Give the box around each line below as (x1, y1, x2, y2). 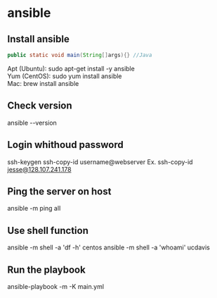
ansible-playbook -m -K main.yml (7, 282, 104, 290)
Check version (7, 100, 72, 112)
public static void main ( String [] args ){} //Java (7, 51, 152, 58)
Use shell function (7, 224, 89, 237)
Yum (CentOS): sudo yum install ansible (7, 72, 122, 80)
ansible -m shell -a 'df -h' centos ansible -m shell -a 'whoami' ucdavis (7, 243, 211, 252)
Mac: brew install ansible (7, 79, 79, 87)
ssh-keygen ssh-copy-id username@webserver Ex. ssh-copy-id (7, 157, 193, 166)
